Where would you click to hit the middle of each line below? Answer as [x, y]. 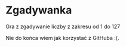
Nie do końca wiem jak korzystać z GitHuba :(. [62, 38]
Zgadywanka [39, 10]
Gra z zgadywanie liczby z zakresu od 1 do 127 [63, 26]
